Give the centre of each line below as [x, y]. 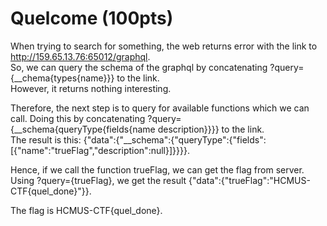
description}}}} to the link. [211, 129]
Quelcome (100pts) [92, 18]
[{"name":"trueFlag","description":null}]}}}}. [100, 150]
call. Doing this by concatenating [78, 118]
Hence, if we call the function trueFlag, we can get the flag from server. [157, 169]
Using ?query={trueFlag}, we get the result [98, 180]
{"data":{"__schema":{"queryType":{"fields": [175, 139]
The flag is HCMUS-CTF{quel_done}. [86, 210]
